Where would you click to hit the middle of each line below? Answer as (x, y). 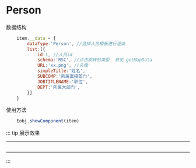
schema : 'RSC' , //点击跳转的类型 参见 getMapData (95, 60)
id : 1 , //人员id (55, 54)
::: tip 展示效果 (23, 133)
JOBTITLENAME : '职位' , (63, 82)
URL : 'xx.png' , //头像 (63, 66)
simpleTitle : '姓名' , (61, 71)
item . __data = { (36, 38)
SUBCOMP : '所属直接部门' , (65, 77)
